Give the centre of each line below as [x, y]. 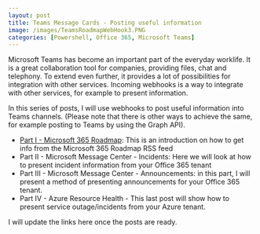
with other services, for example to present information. [98, 93]
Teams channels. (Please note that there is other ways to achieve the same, [130, 117]
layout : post [29, 15]
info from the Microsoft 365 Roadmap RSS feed [96, 148]
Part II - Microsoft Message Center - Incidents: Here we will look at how [135, 157]
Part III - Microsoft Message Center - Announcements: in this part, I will [135, 174]
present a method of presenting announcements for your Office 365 [130, 182]
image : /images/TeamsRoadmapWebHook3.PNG [77, 30]
